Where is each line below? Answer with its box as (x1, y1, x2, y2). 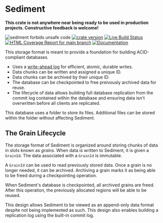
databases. (26, 54, 49, 60)
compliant (5, 54, 26, 60)
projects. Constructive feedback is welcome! (5, 25, 99, 30)
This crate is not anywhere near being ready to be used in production (5, 20, 149, 25)
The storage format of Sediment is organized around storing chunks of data (5, 142, 158, 148)
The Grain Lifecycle (5, 129, 66, 138)
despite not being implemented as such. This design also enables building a (5, 207, 159, 213)
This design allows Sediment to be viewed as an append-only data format (5, 202, 154, 208)
